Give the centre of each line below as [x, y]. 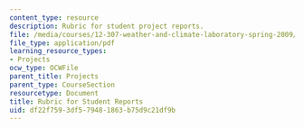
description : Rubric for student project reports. [107, 26]
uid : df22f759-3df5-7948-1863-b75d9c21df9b [93, 110]
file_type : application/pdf [62, 43]
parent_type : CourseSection [62, 85]
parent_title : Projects [54, 77]
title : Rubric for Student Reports [76, 101]
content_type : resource [54, 18]
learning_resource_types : [58, 51]
